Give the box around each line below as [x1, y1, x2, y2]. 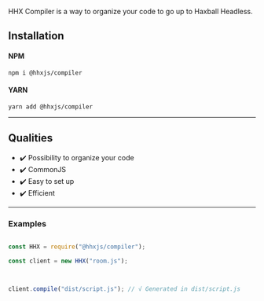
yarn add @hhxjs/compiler [8, 102, 93, 111]
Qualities [8, 131, 53, 145]
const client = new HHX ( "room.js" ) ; [8, 257, 128, 265]
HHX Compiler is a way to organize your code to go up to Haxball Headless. [8, 7, 253, 16]
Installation [8, 29, 64, 42]
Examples [8, 218, 47, 229]
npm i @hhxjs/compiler [8, 68, 82, 77]
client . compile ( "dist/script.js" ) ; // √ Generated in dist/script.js [8, 284, 241, 293]
